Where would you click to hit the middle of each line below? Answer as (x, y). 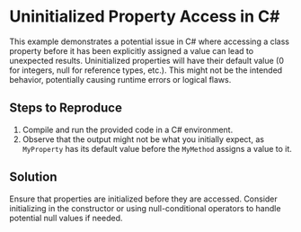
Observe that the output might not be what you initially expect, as (143, 139)
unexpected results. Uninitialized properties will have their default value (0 (147, 60)
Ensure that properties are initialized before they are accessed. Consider (144, 199)
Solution (33, 177)
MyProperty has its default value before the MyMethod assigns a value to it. (157, 148)
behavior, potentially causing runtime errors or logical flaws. (120, 79)
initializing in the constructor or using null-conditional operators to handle (145, 208)
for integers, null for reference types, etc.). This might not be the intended (146, 70)
